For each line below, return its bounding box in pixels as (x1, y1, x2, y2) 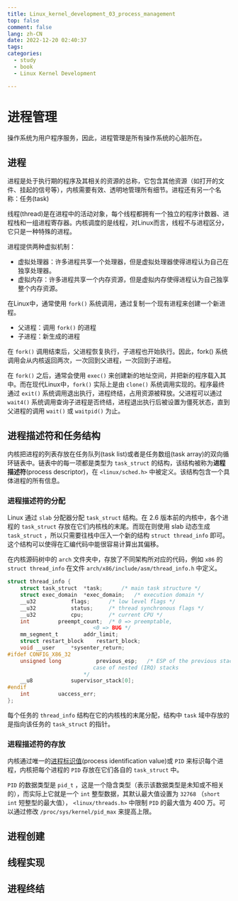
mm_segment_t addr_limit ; (20, 631, 119, 638)
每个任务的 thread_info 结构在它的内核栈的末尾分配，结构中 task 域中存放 (7, 711, 224, 719)
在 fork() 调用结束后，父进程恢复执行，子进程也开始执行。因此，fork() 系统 (7, 347, 228, 356)
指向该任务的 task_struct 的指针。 (13, 719, 115, 728)
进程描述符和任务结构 (7, 429, 101, 441)
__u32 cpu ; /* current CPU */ (20, 611, 163, 618)
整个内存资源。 (17, 284, 62, 293)
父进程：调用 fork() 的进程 (17, 323, 97, 332)
